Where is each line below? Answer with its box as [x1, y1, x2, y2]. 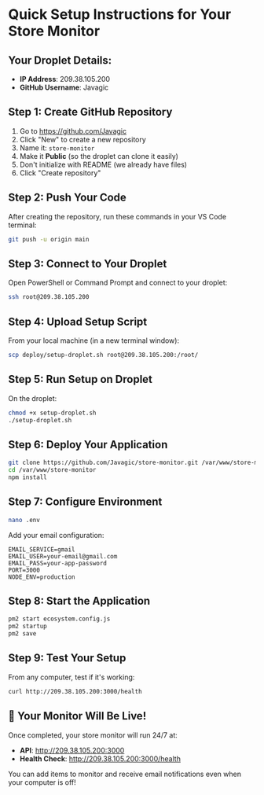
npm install [8, 473, 47, 481]
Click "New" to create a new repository [19, 134, 147, 144]
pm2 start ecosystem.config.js [8, 615, 111, 623]
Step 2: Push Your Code [8, 191, 127, 204]
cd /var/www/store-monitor [8, 466, 97, 474]
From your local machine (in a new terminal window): [8, 336, 179, 345]
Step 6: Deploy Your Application [8, 438, 168, 451]
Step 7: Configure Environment [8, 495, 163, 509]
